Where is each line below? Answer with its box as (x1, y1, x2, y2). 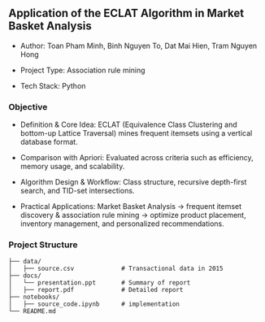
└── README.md (8, 307, 57, 315)
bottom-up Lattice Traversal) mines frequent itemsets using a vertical (20, 128, 253, 138)
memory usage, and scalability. (20, 162, 125, 172)
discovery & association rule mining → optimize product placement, (20, 211, 246, 220)
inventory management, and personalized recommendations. (20, 219, 225, 228)
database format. (20, 137, 79, 147)
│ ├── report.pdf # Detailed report (8, 286, 184, 294)
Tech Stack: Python (20, 80, 86, 90)
